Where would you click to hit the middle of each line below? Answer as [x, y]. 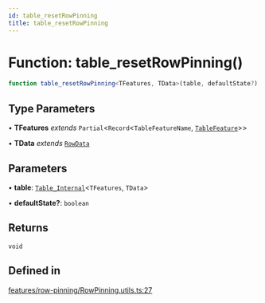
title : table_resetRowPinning [58, 23]
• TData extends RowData [49, 144]
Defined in [35, 271]
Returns [29, 228]
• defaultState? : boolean [49, 203]
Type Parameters [52, 108]
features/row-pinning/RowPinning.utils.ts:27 [80, 290]
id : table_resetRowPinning [53, 16]
